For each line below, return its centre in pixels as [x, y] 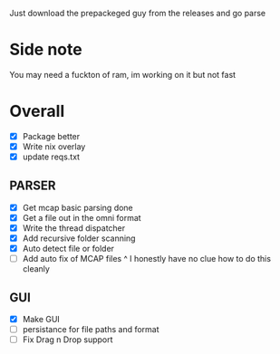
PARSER [33, 186]
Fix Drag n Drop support [68, 340]
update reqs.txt [51, 157]
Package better [51, 136]
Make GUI [41, 320]
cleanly [36, 269]
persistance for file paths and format [91, 330]
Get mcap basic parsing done [77, 207]
